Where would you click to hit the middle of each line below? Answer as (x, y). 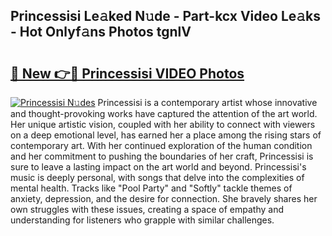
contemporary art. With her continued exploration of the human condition (161, 145)
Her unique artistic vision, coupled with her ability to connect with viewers (163, 124)
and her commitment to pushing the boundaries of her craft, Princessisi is (162, 156)
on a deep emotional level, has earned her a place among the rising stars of (166, 135)
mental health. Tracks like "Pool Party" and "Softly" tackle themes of (151, 188)
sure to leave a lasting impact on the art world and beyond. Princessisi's (158, 167)
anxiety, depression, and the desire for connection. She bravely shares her (164, 198)
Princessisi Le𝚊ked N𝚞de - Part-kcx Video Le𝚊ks (166, 16)
